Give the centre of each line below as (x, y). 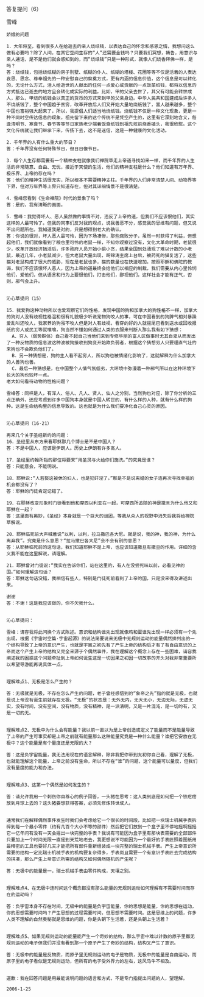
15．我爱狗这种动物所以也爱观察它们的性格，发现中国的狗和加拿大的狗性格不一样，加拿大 (102, 310)
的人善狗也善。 (22, 362)
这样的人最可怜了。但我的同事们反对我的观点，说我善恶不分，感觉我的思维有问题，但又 (99, 223)
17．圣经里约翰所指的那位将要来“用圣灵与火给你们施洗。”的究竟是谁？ (81, 460)
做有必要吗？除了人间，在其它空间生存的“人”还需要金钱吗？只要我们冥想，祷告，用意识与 (102, 53)
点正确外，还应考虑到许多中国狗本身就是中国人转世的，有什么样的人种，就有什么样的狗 (99, 400)
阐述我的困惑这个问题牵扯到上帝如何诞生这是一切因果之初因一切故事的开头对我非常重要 (99, 658)
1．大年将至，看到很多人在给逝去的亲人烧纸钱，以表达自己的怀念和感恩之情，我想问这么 (100, 46)
